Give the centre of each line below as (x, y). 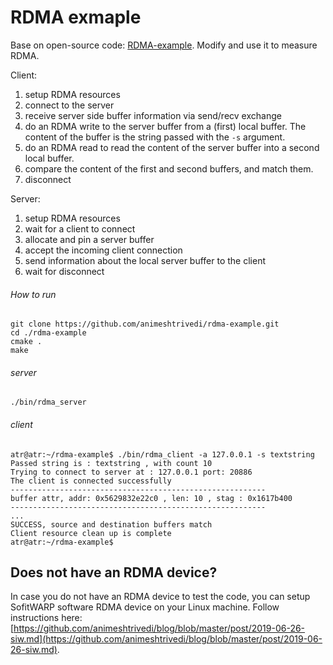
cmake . (26, 342)
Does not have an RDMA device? (114, 572)
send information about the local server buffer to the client (145, 260)
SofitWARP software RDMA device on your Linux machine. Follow (145, 607)
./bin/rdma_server (48, 402)
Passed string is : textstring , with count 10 (111, 463)
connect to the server (69, 105)
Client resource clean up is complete (91, 533)
